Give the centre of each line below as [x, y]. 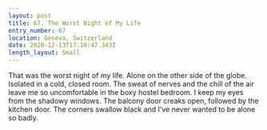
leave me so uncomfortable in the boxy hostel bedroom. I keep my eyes [126, 92]
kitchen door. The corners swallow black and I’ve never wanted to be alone [132, 109]
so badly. [23, 118]
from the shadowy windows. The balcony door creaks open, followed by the [133, 101]
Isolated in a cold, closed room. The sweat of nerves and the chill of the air [131, 84]
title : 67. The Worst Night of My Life [75, 23]
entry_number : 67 [37, 30]
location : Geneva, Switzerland [60, 38]
